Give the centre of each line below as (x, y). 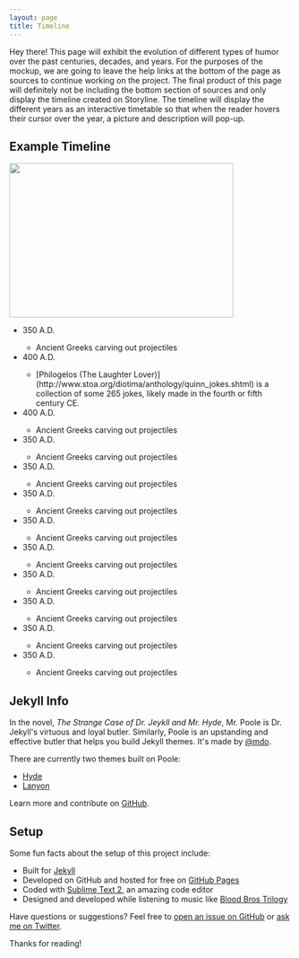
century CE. (57, 403)
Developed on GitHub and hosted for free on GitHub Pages (131, 880)
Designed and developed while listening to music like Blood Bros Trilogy (155, 899)
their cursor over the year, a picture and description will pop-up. (128, 119)
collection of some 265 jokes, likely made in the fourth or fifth (149, 394)
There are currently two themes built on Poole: (95, 759)
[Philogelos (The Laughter (84, 374)
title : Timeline (39, 26)
